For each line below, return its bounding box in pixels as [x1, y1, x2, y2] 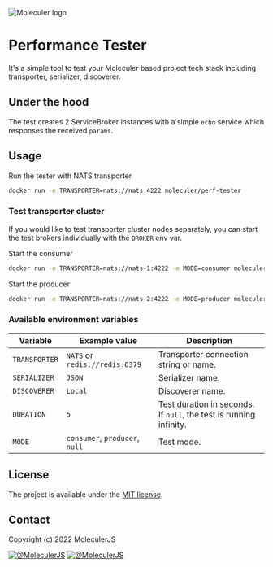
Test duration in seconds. [158, 399, 255, 410]
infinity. [158, 419, 187, 430]
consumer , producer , [66, 432, 140, 443]
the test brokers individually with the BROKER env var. [8, 233, 183, 242]
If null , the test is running [158, 408, 256, 420]
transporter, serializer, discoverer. [8, 72, 121, 81]
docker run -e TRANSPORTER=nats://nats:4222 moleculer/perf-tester [8, 186, 242, 194]
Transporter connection [158, 348, 249, 360]
